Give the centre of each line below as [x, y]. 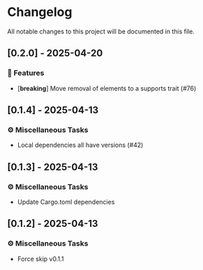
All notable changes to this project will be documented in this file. [101, 31]
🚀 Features [26, 73]
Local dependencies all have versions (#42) [80, 145]
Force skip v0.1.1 [40, 259]
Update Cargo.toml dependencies [66, 202]
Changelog [40, 12]
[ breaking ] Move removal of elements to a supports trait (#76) [107, 88]
